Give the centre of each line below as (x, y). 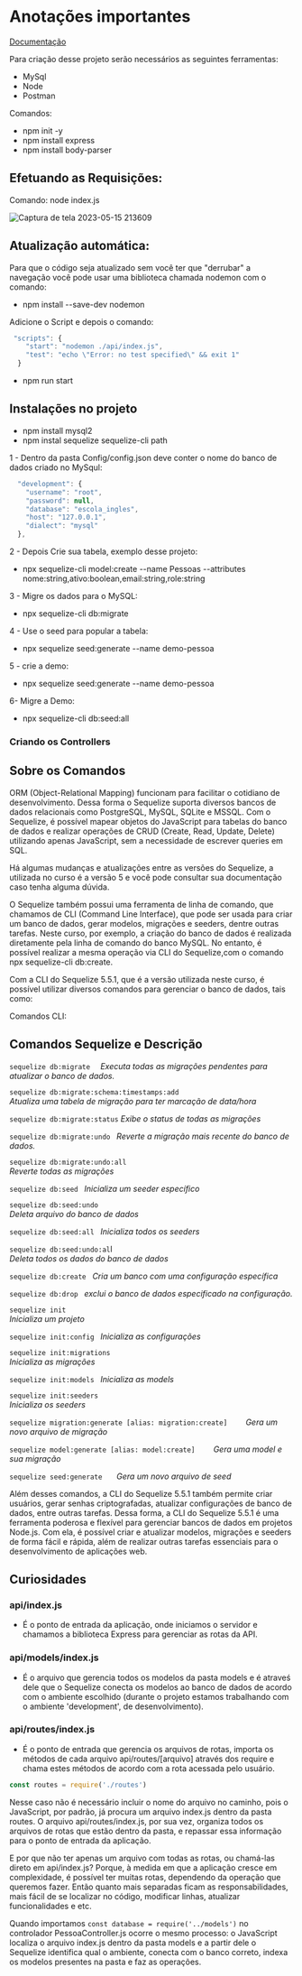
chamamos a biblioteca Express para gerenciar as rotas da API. (140, 1634)
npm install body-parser (67, 150)
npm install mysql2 (57, 430)
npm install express (59, 140)
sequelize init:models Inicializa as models (92, 1379)
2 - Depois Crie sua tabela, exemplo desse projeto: (104, 551)
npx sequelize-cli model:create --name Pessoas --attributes (134, 569)
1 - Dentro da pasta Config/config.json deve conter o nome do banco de (143, 457)
